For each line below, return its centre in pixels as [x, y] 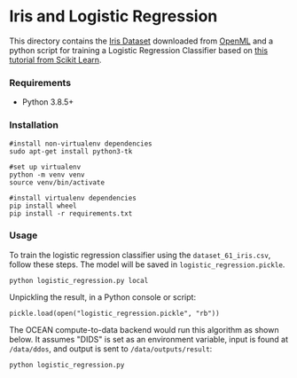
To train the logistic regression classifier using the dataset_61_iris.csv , [140, 255]
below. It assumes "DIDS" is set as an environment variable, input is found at [149, 339]
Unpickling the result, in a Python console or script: [103, 297]
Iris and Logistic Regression [113, 16]
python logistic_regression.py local [79, 280]
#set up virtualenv [45, 167]
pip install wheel [43, 206]
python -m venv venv [47, 175]
